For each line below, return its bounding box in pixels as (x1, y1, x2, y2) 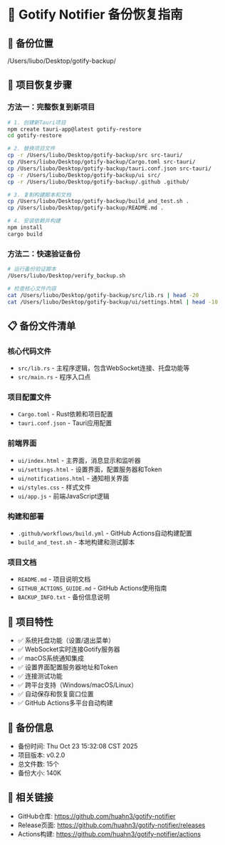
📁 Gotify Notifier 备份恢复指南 (7, 6, 183, 23)
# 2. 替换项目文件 (7, 145, 56, 152)
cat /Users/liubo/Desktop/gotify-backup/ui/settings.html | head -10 (7, 298, 219, 306)
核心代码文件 (7, 346, 52, 356)
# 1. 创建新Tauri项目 (7, 119, 66, 126)
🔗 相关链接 (7, 791, 53, 804)
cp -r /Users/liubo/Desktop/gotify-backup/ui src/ (7, 171, 161, 179)
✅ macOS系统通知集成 (17, 654, 84, 663)
